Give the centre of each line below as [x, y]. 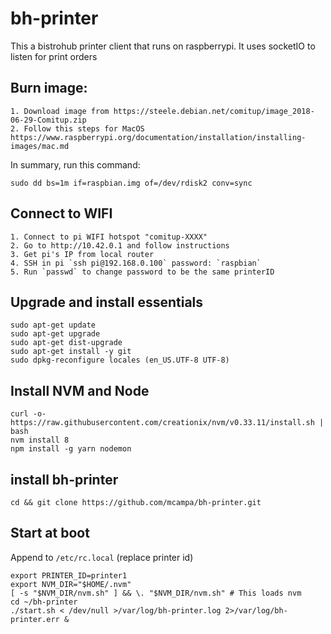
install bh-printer [64, 479]
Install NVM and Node [80, 390]
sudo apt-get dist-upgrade [66, 343]
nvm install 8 [40, 440]
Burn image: [49, 88]
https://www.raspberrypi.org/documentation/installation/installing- [158, 137]
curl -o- [28, 414]
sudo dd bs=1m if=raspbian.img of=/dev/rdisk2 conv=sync [131, 183]
